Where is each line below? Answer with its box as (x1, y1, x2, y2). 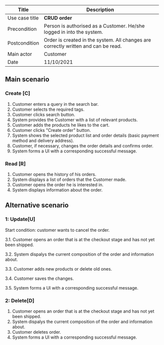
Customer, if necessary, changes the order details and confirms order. (12, 143, 154, 148)
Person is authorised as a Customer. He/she (43, 23, 145, 29)
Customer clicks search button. (12, 111, 76, 117)
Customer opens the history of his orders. (12, 171, 97, 177)
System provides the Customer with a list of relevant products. (12, 117, 138, 123)
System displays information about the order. (12, 187, 103, 193)
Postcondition (7, 40, 40, 46)
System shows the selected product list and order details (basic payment (12, 132, 159, 138)
